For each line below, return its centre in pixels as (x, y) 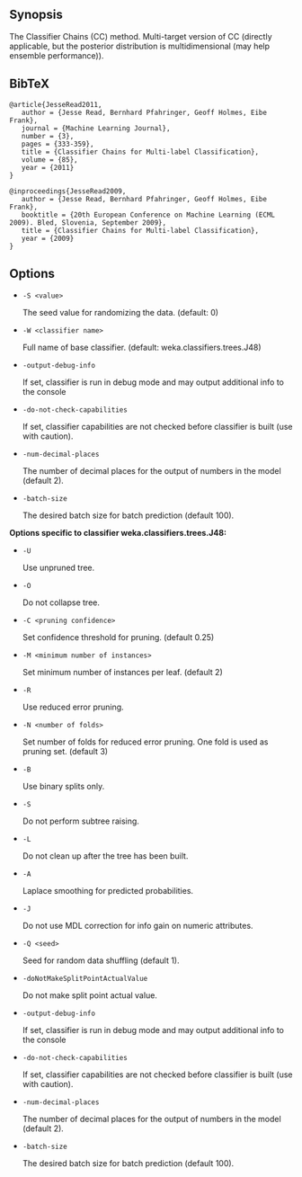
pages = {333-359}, (58, 144)
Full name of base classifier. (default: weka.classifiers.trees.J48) (142, 348)
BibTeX (29, 84)
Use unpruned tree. (58, 568)
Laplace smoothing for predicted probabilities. (108, 891)
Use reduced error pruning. (73, 707)
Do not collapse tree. (61, 602)
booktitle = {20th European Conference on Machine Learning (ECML (148, 215)
